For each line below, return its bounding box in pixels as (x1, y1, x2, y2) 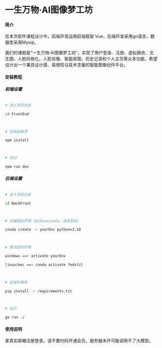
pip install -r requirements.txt (5, 289, 73, 294)
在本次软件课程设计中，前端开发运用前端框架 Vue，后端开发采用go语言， (5, 34, 151, 39)
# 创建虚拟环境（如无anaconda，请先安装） (5, 218, 81, 224)
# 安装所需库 (5, 280, 28, 285)
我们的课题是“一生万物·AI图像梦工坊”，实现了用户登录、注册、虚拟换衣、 (5, 50, 150, 56)
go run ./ (5, 315, 25, 320)
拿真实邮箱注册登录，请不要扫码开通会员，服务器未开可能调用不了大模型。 (5, 338, 153, 344)
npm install (5, 138, 29, 143)
